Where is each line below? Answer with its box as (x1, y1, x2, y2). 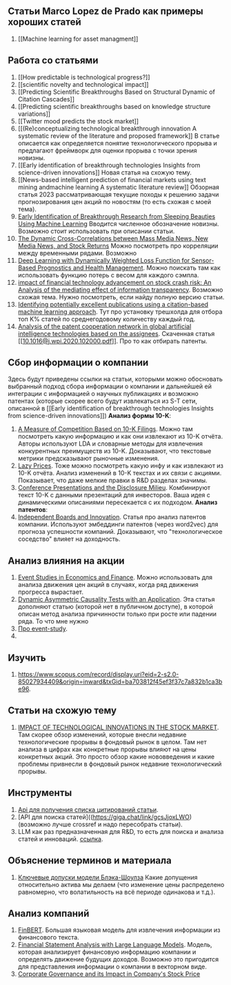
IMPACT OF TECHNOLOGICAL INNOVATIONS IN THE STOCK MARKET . (17, 723, 219, 731)
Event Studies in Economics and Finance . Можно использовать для (17, 573, 213, 581)
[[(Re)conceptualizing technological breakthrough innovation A (17, 124, 197, 132)
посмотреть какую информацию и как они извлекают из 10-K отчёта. (17, 432, 223, 441)
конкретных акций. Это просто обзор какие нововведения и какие (17, 752, 215, 761)
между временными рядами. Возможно (17, 248, 137, 257)
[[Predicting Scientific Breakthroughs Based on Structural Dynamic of (17, 88, 216, 96)
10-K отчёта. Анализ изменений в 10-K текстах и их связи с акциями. (17, 469, 222, 477)
